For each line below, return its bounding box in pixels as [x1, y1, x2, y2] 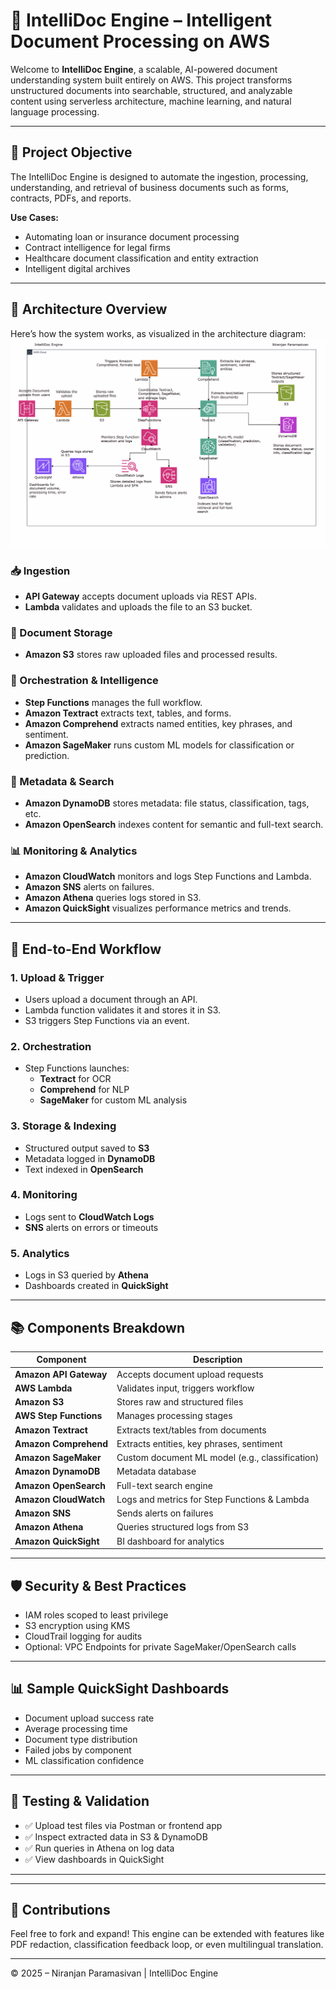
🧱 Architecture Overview [10, 301, 168, 318]
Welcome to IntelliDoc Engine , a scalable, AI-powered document [10, 63, 278, 75]
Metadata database [116, 1465, 197, 1478]
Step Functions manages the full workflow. [24, 696, 203, 708]
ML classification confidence [24, 1754, 145, 1766]
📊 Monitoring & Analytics [10, 844, 138, 858]
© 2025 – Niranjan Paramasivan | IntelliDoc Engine [10, 1967, 219, 1979]
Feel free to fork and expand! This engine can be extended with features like [10, 1928, 325, 1940]
